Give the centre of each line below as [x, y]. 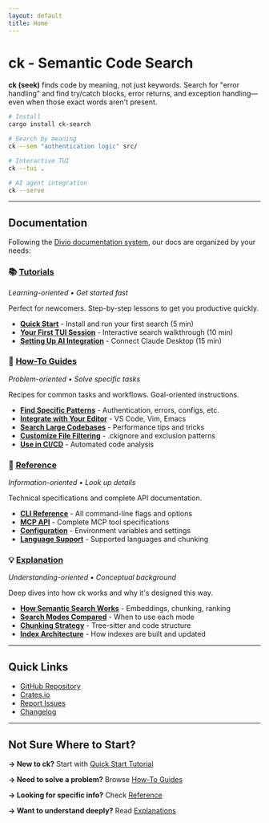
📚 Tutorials [31, 272]
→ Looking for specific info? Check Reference [85, 795]
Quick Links [38, 667]
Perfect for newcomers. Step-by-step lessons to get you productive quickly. [134, 308]
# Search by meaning [43, 139]
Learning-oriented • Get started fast [68, 292]
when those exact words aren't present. [92, 102]
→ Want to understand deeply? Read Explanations [92, 811]
